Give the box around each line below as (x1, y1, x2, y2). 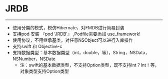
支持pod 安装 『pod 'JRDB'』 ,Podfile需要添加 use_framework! (12, 31, 141, 37)
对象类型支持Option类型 (19, 68, 69, 74)
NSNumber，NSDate (12, 56, 56, 62)
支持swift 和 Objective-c (12, 43, 62, 49)
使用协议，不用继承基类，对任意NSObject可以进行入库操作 (12, 37, 133, 43)
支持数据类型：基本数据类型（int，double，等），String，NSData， (12, 49, 150, 55)
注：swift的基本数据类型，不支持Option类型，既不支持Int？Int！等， (19, 62, 159, 68)
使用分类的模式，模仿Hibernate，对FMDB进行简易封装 (12, 24, 124, 30)
